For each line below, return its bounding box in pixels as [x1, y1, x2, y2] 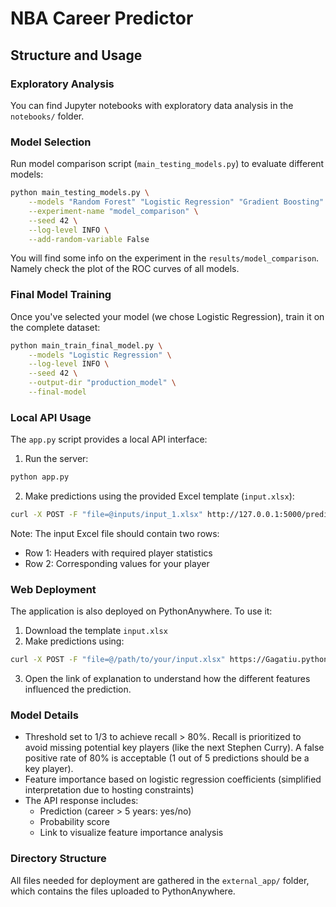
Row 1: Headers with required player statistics [24, 547, 213, 559]
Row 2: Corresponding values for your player [24, 558, 210, 570]
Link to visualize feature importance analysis [39, 827, 224, 839]
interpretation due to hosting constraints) [24, 784, 195, 796]
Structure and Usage [10, 47, 143, 64]
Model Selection [10, 135, 92, 149]
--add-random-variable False [28, 234, 150, 244]
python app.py [10, 472, 70, 482]
